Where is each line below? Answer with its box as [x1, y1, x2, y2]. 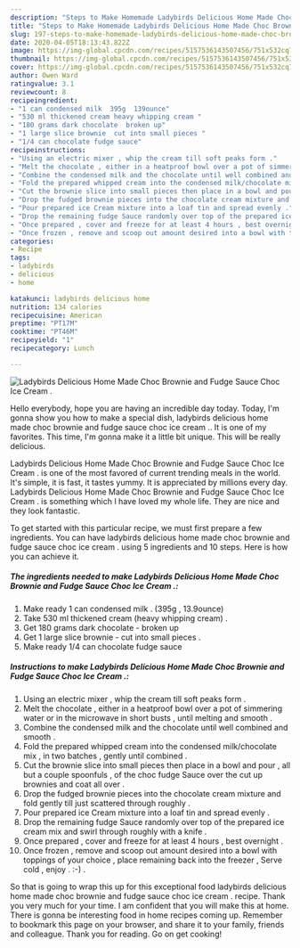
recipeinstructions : [10, 145, 87, 154]
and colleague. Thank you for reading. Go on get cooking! [10, 928, 223, 939]
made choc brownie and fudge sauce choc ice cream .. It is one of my [10, 421, 267, 432]
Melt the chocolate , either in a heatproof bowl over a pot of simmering [22, 703, 283, 714]
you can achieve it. [10, 551, 79, 561]
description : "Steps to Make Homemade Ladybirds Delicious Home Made [10, 12, 274, 22]
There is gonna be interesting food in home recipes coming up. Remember [10, 910, 283, 920]
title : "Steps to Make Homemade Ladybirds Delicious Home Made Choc [10, 21, 270, 30]
